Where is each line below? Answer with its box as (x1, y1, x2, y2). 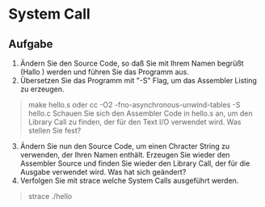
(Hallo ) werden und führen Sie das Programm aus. (19, 67, 190, 77)
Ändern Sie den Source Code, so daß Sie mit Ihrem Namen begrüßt (19, 58, 244, 68)
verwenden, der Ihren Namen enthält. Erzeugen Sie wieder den (19, 150, 230, 159)
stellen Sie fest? (27, 126, 82, 135)
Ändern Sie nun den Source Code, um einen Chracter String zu (19, 142, 230, 150)
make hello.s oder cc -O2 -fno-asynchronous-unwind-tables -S (27, 100, 241, 109)
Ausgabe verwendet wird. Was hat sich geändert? (19, 167, 187, 176)
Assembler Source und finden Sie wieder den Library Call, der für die (19, 158, 250, 168)
